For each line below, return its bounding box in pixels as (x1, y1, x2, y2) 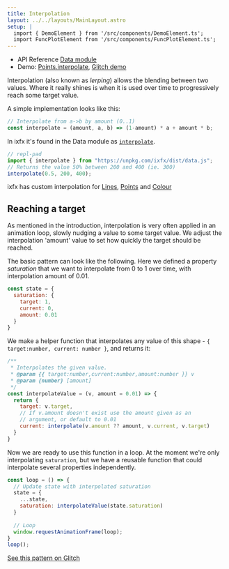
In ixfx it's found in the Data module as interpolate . (7, 137, 155, 145)
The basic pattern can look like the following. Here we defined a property (7, 257, 217, 266)
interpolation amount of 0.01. (7, 272, 90, 280)
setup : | (7, 23, 33, 30)
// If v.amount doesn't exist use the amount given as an (19, 409, 191, 417)
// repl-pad (7, 151, 42, 158)
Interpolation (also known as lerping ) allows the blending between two (7, 76, 209, 84)
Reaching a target (7, 203, 86, 215)
